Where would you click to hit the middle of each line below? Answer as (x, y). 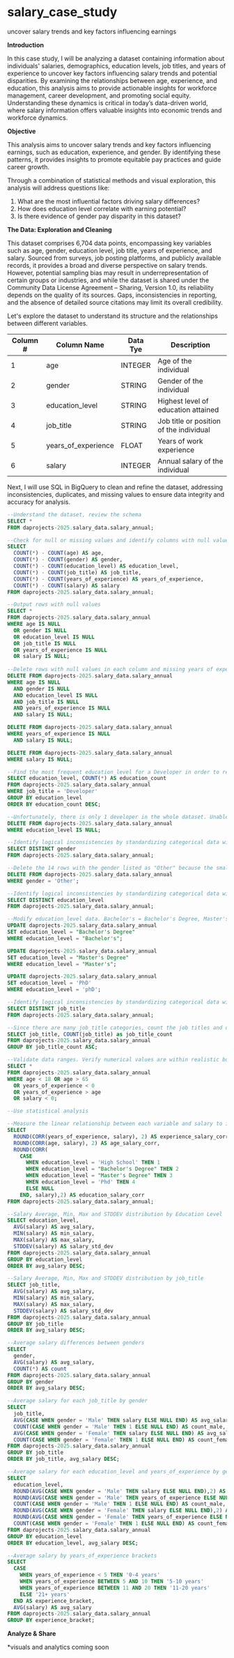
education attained (188, 410)
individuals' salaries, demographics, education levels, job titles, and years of (117, 66)
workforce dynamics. (38, 117)
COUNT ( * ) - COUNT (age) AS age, (59, 553)
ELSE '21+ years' (45, 1594)
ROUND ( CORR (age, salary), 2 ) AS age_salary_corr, (87, 1143)
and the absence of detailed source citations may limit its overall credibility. (115, 302)
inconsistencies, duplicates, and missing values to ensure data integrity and (116, 494)
